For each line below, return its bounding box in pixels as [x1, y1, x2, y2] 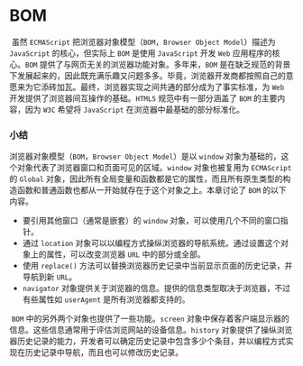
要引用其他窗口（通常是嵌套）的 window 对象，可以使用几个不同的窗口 [22, 215, 281, 226]
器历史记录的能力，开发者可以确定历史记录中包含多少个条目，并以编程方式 [9, 335, 286, 347]
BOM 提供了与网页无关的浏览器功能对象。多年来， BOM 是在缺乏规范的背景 [25, 59, 291, 69]
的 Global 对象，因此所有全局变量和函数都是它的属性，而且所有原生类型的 [9, 173, 283, 185]
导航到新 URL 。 [22, 271, 78, 282]
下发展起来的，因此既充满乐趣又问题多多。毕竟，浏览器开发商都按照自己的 [9, 69, 286, 81]
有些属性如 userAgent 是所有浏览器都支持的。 [22, 294, 191, 305]
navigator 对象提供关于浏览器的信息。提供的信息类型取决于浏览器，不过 [22, 283, 291, 294]
